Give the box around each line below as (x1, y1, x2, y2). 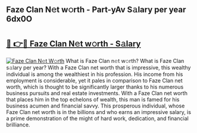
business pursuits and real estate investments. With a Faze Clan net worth (6, 90, 187, 97)
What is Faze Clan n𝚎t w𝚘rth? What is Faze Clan (65, 58, 185, 64)
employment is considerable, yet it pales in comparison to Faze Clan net (6, 77, 183, 84)
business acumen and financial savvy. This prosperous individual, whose (6, 102, 185, 109)
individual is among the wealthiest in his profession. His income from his (6, 71, 183, 78)
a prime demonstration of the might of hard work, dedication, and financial (6, 115, 189, 122)
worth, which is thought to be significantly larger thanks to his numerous (6, 83, 184, 90)
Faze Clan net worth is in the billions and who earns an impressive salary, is (6, 109, 192, 115)
